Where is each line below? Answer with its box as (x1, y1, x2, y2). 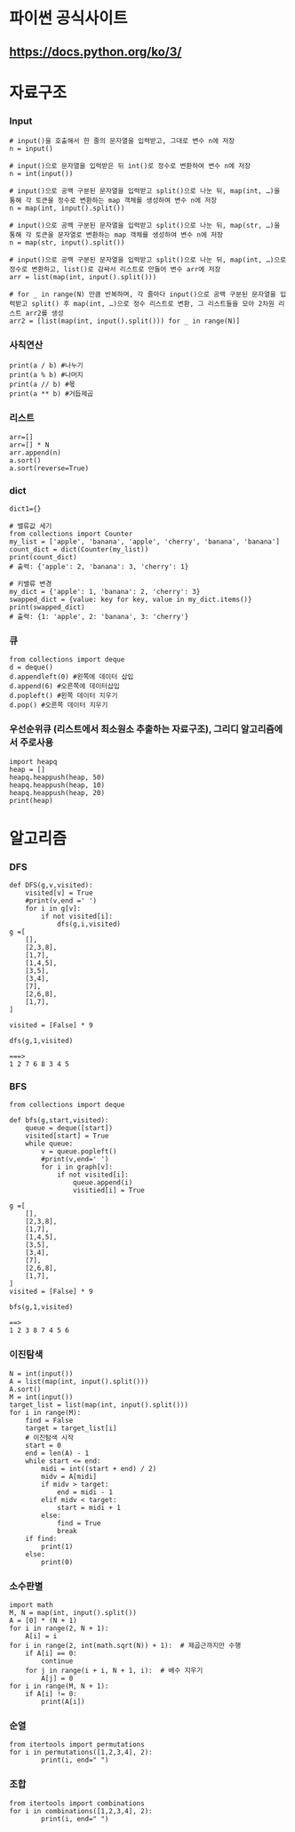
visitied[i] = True (72, 1186, 145, 1195)
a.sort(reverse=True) (9, 463, 90, 472)
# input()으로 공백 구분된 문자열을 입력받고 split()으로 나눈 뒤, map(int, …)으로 (9, 255, 287, 265)
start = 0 (25, 1441, 62, 1450)
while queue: (25, 1139, 74, 1148)
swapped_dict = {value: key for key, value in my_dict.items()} (9, 595, 252, 604)
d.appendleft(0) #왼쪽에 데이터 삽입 (9, 672, 134, 681)
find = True (56, 1518, 101, 1528)
